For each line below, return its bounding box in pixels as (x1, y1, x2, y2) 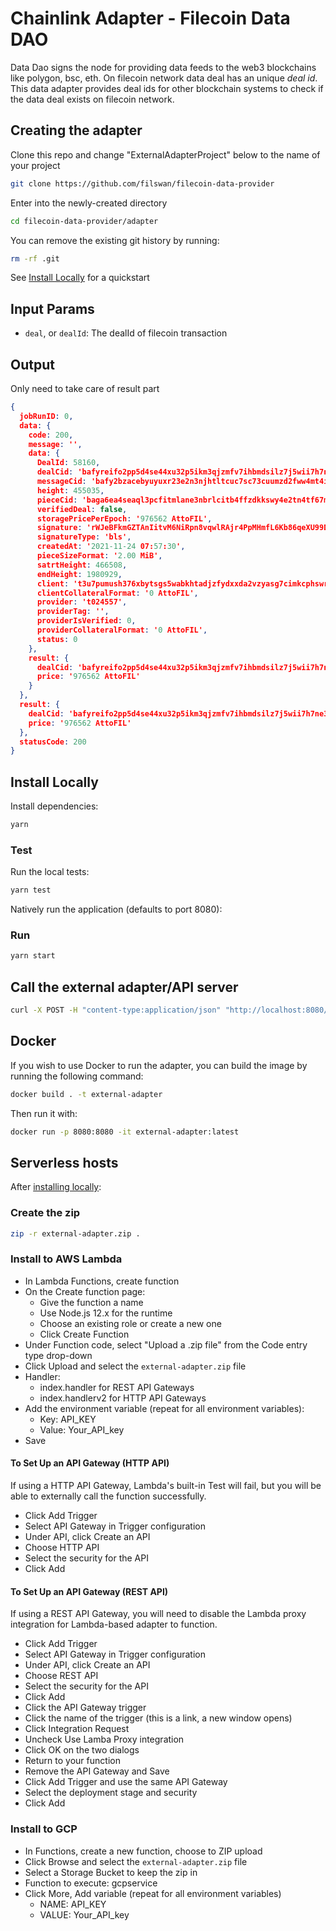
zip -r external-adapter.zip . (10, 1228, 141, 1239)
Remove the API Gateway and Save (24, 1765, 170, 1777)
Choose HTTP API (24, 1542, 100, 1554)
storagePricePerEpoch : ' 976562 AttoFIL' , (36, 513, 213, 524)
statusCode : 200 (19, 737, 87, 747)
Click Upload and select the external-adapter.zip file (24, 1360, 247, 1372)
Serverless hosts (10, 1154, 119, 1171)
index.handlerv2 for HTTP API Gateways (39, 1392, 207, 1404)
